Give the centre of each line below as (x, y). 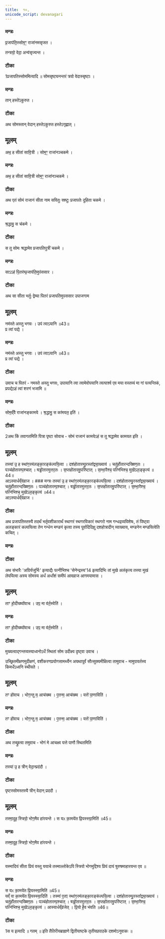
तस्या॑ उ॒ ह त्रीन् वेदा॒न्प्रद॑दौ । (26, 766)
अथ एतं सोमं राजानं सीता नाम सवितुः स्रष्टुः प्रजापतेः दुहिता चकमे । (55, 200)
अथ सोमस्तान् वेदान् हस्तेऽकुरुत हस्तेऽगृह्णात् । (40, 124)
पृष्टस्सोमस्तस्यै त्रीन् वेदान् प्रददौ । (31, 791)
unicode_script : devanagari (34, 14)
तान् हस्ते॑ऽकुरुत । (19, 100)
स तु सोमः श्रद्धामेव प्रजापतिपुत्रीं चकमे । (35, 248)
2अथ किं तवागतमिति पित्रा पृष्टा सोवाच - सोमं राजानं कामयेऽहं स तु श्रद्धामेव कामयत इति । (74, 437)
